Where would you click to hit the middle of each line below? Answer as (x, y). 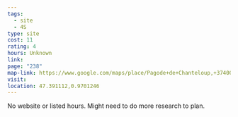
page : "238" (25, 66)
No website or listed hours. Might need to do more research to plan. (106, 106)
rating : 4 (22, 47)
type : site (23, 33)
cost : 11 (20, 40)
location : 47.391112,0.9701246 (53, 86)
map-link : (22, 73)
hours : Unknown (30, 54)
